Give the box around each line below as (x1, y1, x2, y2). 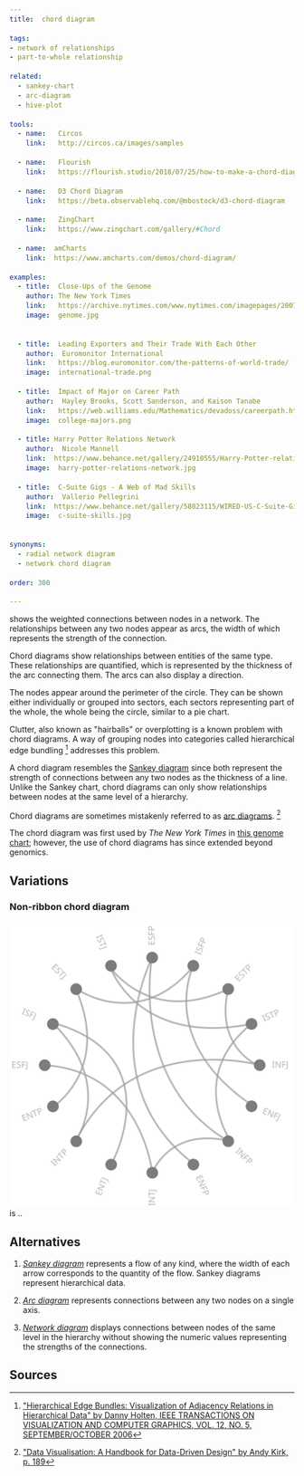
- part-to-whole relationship (9, 53, 124, 62)
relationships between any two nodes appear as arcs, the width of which (9, 623, 280, 634)
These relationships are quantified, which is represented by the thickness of (9, 660, 292, 671)
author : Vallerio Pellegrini (25, 492, 140, 502)
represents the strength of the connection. (9, 633, 167, 644)
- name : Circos (17, 129, 83, 139)
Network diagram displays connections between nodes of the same (22, 1322, 276, 1333)
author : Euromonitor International (25, 349, 165, 358)
